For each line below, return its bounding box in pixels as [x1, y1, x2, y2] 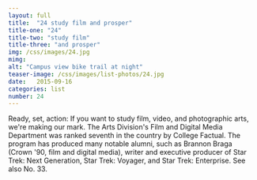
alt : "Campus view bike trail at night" [8, 63, 144, 71]
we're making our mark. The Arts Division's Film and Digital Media [8, 122, 223, 132]
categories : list [8, 84, 66, 93]
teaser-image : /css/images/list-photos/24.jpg [8, 70, 164, 78]
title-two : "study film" [8, 33, 90, 42]
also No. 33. [8, 164, 47, 174]
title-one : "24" [8, 26, 62, 34]
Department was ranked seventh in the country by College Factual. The [8, 131, 241, 141]
